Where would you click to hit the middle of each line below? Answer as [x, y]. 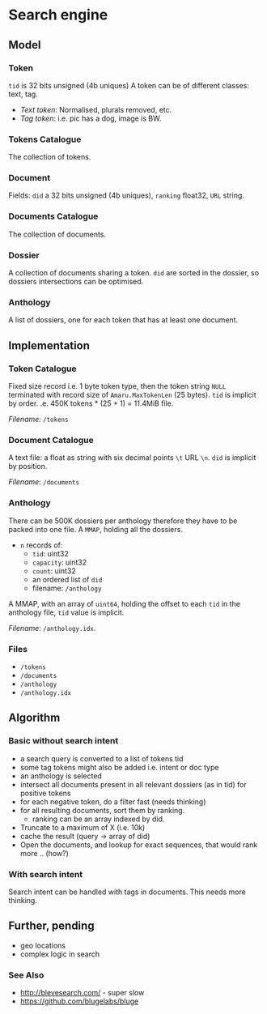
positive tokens [45, 793]
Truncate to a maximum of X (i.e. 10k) [83, 827]
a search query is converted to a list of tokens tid [102, 758]
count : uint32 [54, 571]
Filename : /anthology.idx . [52, 628]
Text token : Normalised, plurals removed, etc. [96, 109]
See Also [26, 975]
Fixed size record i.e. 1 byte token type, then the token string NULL [117, 386]
